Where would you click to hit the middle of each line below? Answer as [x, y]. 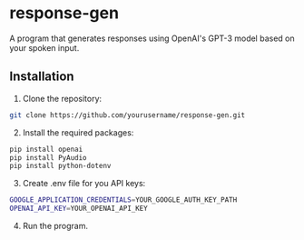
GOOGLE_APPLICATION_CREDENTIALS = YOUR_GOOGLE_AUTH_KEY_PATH [123, 200]
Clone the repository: [62, 98]
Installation [42, 77]
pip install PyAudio [49, 157]
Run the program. [55, 226]
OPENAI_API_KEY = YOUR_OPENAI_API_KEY [78, 209]
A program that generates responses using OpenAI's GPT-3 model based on [152, 38]
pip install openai [46, 149]
